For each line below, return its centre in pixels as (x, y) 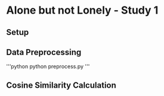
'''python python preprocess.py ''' (48, 66)
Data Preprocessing (44, 52)
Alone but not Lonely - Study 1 (82, 10)
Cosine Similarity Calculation (61, 85)
